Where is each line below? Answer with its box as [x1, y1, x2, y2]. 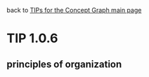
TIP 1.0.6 [6, 31, 58, 46]
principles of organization [6, 58, 122, 70]
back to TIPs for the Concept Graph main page [6, 6, 142, 14]
